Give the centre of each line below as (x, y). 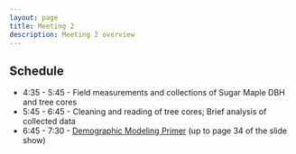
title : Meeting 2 (42, 26)
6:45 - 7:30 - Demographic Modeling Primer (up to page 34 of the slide (154, 131)
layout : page (34, 18)
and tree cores (50, 102)
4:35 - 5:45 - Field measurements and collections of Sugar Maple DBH (154, 93)
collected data (49, 122)
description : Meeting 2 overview (72, 34)
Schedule (37, 71)
